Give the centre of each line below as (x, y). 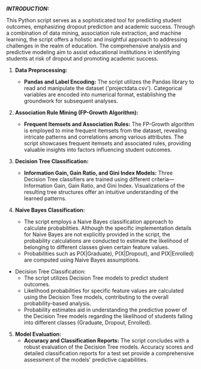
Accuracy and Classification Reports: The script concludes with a (106, 340)
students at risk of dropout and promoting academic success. (82, 58)
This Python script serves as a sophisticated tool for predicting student (94, 20)
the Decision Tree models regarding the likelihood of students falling (108, 316)
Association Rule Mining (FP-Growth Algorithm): (76, 112)
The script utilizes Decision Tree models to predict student (96, 278)
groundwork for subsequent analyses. (71, 101)
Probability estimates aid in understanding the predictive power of (105, 310)
